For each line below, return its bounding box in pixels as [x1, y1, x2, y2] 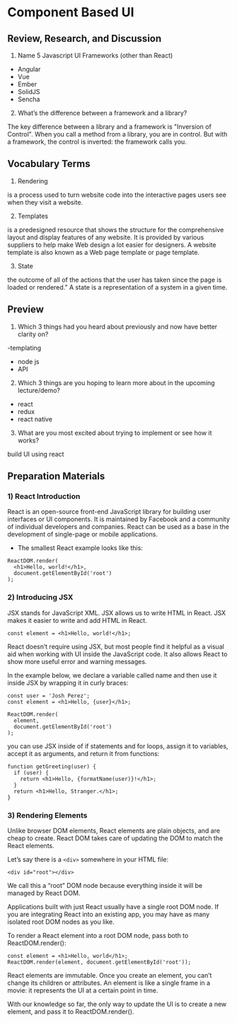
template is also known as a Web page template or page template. [7, 248, 200, 256]
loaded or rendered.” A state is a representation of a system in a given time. [7, 282, 228, 291]
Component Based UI [7, 4, 134, 21]
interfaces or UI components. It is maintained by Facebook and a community [7, 515, 230, 524]
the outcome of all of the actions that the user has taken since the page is [7, 275, 222, 284]
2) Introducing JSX [7, 593, 74, 602]
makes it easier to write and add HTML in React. [7, 616, 147, 624]
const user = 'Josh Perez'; [7, 692, 91, 699]
